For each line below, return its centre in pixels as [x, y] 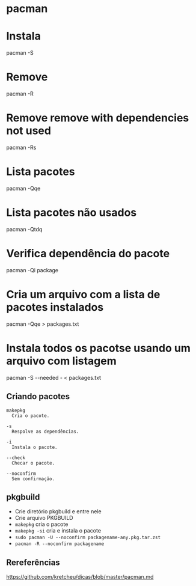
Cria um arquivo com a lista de [83, 295]
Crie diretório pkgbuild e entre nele [58, 511]
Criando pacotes [38, 396]
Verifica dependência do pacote [88, 254]
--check [16, 458]
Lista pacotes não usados [72, 213]
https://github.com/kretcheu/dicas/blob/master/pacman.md [80, 577]
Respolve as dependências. [45, 432]
